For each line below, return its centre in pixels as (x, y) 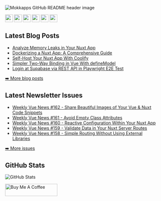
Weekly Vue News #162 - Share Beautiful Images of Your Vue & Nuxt (82, 107)
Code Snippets (27, 112)
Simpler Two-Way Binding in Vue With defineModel (64, 63)
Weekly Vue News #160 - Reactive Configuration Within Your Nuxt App (84, 123)
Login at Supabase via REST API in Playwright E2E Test (68, 68)
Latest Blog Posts (32, 36)
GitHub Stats (25, 166)
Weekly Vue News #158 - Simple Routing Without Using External (77, 133)
